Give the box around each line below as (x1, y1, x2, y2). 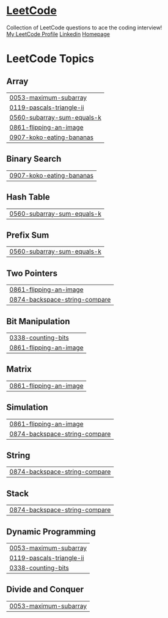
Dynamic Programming (6, 526, 96, 537)
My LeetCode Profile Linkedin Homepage (6, 30, 110, 37)
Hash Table (6, 192, 50, 202)
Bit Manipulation (6, 316, 70, 327)
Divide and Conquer (6, 584, 84, 595)
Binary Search (6, 154, 62, 164)
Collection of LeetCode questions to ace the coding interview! (6, 24, 163, 31)
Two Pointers (6, 268, 58, 278)
